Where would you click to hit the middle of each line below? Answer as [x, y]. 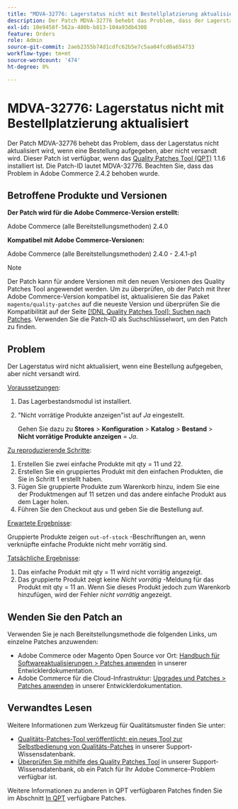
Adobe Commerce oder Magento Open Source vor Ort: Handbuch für [119, 655]
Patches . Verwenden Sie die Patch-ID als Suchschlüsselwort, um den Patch [118, 319]
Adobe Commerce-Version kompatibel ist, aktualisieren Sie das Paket [108, 296]
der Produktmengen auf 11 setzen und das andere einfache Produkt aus [122, 494]
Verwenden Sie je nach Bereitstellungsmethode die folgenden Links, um [112, 634]
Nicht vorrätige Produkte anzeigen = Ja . [78, 436]
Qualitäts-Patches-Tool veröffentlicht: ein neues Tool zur [100, 739]
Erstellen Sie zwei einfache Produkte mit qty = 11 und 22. [100, 464]
